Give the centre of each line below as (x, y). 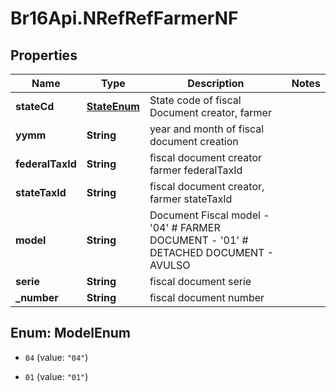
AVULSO (170, 265)
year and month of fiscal (207, 129)
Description (216, 83)
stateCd (35, 106)
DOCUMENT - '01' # (199, 240)
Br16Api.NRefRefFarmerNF (124, 18)
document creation (194, 141)
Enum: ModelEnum (71, 333)
